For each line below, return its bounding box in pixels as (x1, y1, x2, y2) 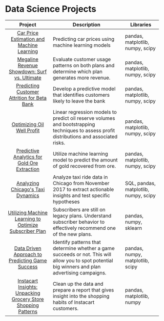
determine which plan (53, 68, 102, 75)
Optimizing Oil (11, 121, 44, 128)
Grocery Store (11, 295, 44, 302)
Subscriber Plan (9, 227, 46, 234)
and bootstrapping (53, 121, 95, 128)
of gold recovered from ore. (53, 162, 116, 169)
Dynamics (16, 192, 40, 199)
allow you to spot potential (53, 257, 113, 264)
